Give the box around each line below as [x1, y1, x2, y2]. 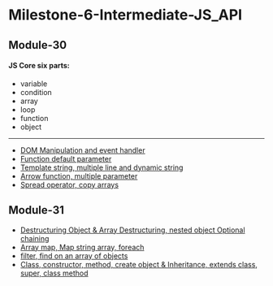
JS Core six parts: [8, 61, 71, 71]
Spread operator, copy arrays [19, 180, 119, 189]
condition [19, 87, 53, 97]
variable [19, 79, 48, 89]
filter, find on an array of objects [19, 250, 128, 261]
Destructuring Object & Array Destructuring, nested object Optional [19, 225, 245, 235]
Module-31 [8, 203, 65, 217]
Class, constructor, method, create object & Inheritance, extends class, [19, 259, 258, 269]
